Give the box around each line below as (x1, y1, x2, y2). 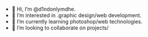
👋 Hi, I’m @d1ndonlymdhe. (11, 6, 75, 12)
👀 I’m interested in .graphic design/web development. (11, 12, 142, 19)
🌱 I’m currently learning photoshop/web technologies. (11, 18, 143, 25)
